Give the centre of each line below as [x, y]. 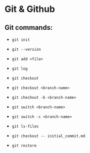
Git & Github [30, 9]
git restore [24, 146]
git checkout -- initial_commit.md [48, 136]
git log [20, 69]
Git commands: [29, 28]
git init [21, 40]
